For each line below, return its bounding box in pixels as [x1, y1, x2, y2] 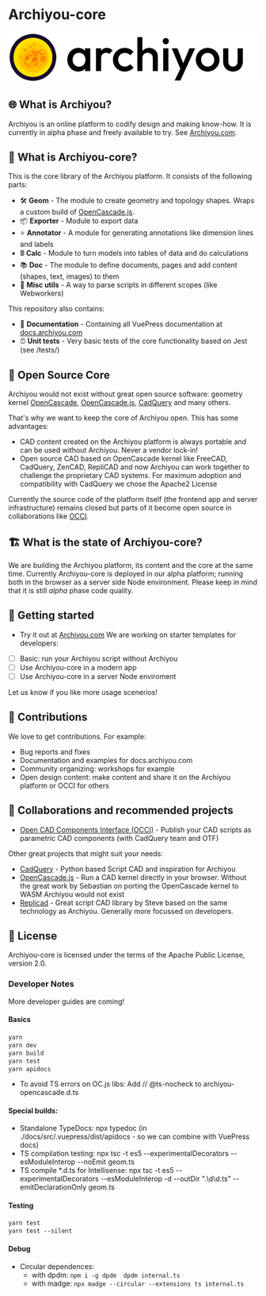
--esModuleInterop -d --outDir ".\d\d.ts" [100, 1174, 231, 1184]
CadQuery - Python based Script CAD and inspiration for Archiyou [19, 864, 236, 874]
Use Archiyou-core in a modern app [19, 662, 137, 672]
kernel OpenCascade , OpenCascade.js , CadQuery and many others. [8, 398, 231, 407]
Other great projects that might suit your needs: [8, 848, 164, 858]
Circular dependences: [19, 1261, 95, 1271]
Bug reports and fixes [19, 746, 91, 756]
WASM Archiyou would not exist [19, 889, 125, 899]
